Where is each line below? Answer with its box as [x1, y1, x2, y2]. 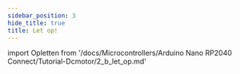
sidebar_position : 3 [7, 11, 77, 20]
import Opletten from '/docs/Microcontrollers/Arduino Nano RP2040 [7, 49, 233, 58]
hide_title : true [7, 19, 66, 27]
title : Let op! [7, 26, 58, 34]
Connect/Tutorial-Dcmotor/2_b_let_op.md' [7, 56, 147, 66]
